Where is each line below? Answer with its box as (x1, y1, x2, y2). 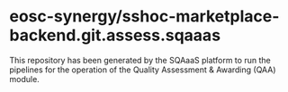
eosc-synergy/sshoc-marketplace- (9, 6, 280, 27)
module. (9, 73, 40, 84)
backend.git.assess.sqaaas (9, 25, 221, 46)
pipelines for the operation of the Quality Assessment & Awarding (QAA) (9, 64, 276, 75)
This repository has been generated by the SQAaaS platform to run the (9, 54, 272, 65)
